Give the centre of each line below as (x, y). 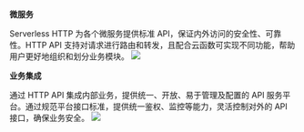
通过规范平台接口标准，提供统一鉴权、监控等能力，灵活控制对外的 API (157, 107)
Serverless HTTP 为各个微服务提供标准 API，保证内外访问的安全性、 (137, 34)
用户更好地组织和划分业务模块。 (69, 56)
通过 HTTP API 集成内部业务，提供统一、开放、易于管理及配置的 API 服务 (146, 95)
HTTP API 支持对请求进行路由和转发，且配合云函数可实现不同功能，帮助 (160, 45)
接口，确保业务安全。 (49, 118)
